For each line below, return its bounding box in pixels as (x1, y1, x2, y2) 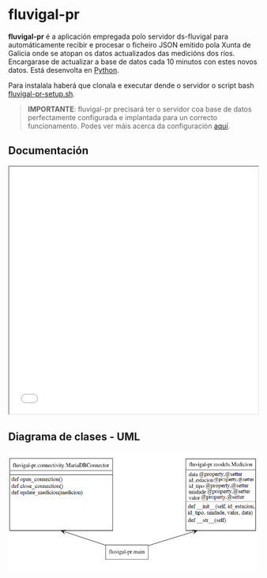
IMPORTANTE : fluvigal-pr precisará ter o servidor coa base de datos (27, 104, 252, 114)
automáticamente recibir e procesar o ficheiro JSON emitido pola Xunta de (8, 40, 251, 49)
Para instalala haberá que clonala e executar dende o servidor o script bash (8, 81, 254, 90)
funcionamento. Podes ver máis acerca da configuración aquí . (27, 121, 231, 130)
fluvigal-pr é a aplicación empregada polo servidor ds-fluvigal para (8, 32, 229, 41)
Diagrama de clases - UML (8, 430, 141, 444)
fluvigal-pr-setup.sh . (8, 89, 75, 98)
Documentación (8, 144, 89, 157)
